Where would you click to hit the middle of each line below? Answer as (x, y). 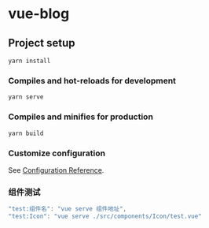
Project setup (42, 43)
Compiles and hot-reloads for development (92, 80)
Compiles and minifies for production (81, 117)
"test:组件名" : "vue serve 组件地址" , (68, 209)
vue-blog (39, 14)
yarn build (26, 133)
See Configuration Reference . (56, 170)
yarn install (29, 61)
